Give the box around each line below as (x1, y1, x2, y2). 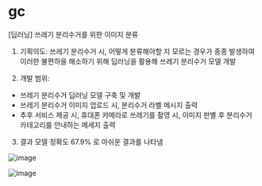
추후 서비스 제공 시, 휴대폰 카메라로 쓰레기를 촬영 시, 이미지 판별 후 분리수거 (19, 110, 252, 119)
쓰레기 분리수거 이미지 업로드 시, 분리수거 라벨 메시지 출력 (19, 100, 198, 110)
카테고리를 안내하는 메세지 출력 (19, 120, 116, 130)
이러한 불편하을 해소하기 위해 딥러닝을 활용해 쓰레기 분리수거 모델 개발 (19, 56, 237, 66)
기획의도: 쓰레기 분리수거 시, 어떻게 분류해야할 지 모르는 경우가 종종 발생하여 (19, 46, 256, 56)
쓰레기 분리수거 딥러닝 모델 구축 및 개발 (19, 90, 141, 99)
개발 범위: (19, 73, 50, 83)
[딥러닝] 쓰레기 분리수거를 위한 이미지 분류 (8, 29, 139, 39)
